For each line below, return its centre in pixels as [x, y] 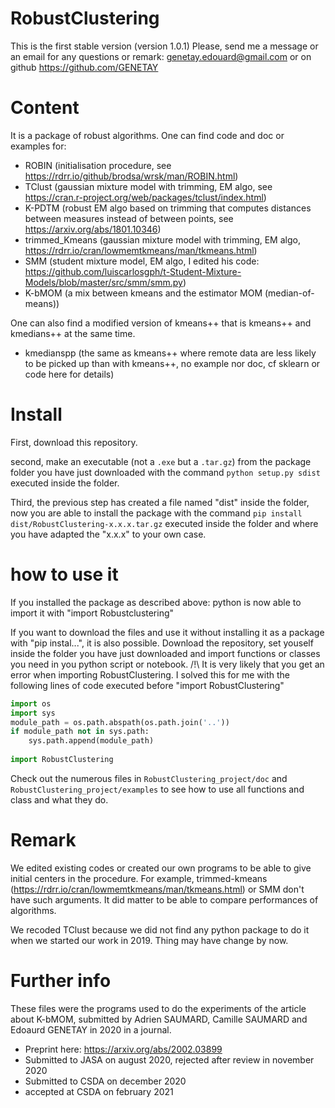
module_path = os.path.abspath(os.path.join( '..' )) [120, 722]
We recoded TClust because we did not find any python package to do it [160, 929]
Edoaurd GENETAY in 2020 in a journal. [91, 1029]
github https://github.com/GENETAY [84, 67]
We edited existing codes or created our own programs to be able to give [161, 868]
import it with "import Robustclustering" [92, 613]
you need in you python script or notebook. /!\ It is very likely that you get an [167, 664]
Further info [61, 981]
